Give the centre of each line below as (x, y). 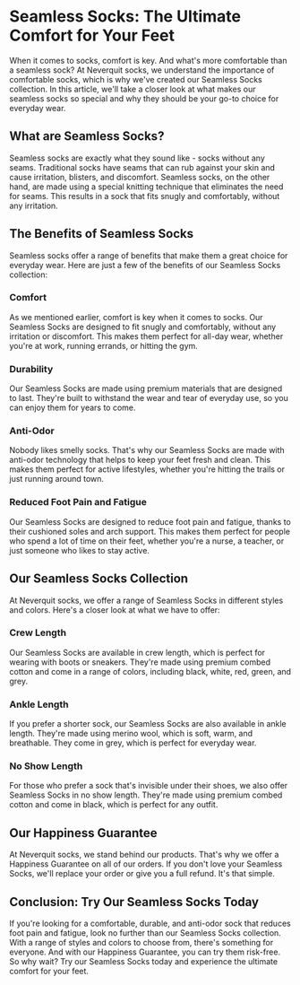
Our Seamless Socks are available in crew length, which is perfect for (137, 652)
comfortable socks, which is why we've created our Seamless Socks (136, 79)
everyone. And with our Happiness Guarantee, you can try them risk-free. (145, 952)
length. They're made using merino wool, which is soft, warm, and (131, 734)
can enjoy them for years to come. (73, 408)
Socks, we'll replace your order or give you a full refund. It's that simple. (142, 874)
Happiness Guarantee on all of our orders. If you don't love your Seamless (146, 864)
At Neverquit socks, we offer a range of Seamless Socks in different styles (146, 600)
